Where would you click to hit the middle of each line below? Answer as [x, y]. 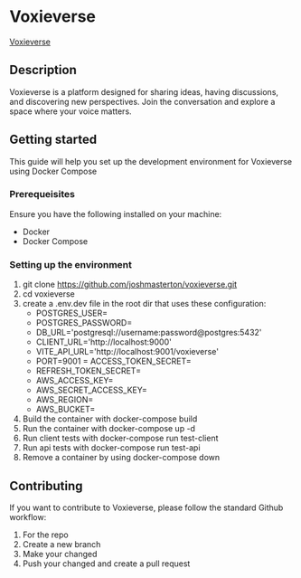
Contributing [46, 486]
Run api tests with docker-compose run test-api [111, 448]
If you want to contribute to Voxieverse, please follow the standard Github [146, 507]
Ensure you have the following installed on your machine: [116, 213]
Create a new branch [61, 544]
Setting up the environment [71, 264]
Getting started [53, 140]
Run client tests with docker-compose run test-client [120, 438]
